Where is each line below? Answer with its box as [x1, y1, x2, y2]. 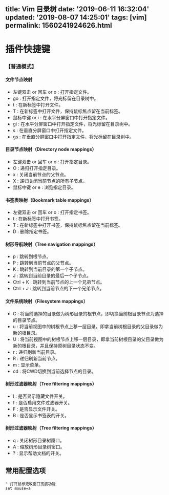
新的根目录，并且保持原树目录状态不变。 [12, 342, 98, 349]
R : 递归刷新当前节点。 [12, 355, 60, 361]
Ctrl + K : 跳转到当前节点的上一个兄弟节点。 [12, 279, 105, 285]
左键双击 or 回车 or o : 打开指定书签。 [12, 209, 92, 216]
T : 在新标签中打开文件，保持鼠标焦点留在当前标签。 [12, 108, 123, 114]
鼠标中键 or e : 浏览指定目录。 [12, 184, 76, 190]
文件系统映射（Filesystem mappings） [5, 298, 88, 304]
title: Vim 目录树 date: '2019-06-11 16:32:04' [5, 5, 150, 14]
